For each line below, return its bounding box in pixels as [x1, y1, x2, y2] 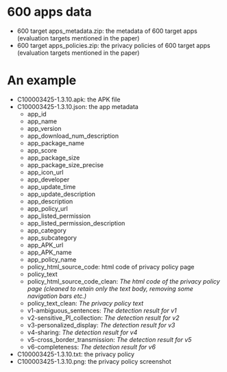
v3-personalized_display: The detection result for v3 [27, 321, 176, 329]
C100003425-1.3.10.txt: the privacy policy [16, 350, 135, 358]
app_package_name [27, 138, 84, 147]
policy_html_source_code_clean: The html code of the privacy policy [27, 277, 221, 285]
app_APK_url [27, 240, 64, 249]
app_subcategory [27, 234, 77, 242]
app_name [27, 117, 58, 125]
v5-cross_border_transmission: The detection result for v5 [27, 335, 192, 343]
